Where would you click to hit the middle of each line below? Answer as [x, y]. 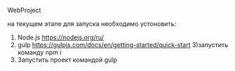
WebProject [24, 10]
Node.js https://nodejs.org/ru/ [61, 37]
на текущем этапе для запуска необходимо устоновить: [92, 24]
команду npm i [39, 52]
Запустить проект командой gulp [67, 60]
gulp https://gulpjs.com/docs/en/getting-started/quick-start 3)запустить [123, 45]
